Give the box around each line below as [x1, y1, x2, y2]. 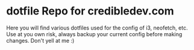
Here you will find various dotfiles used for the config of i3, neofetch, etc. [6, 24, 188, 31]
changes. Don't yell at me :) [6, 37, 75, 44]
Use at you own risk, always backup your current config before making [6, 30, 183, 37]
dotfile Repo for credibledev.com [6, 4, 175, 18]
